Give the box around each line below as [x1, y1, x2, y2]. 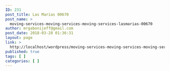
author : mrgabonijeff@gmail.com [5, 26, 73, 31]
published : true [5, 49, 39, 54]
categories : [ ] [5, 58, 39, 63]
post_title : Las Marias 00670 [5, 12, 69, 17]
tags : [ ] [5, 53, 26, 59]
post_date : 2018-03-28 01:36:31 [5, 30, 73, 35]
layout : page [5, 35, 33, 40]
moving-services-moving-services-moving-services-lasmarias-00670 [10, 21, 153, 26]
